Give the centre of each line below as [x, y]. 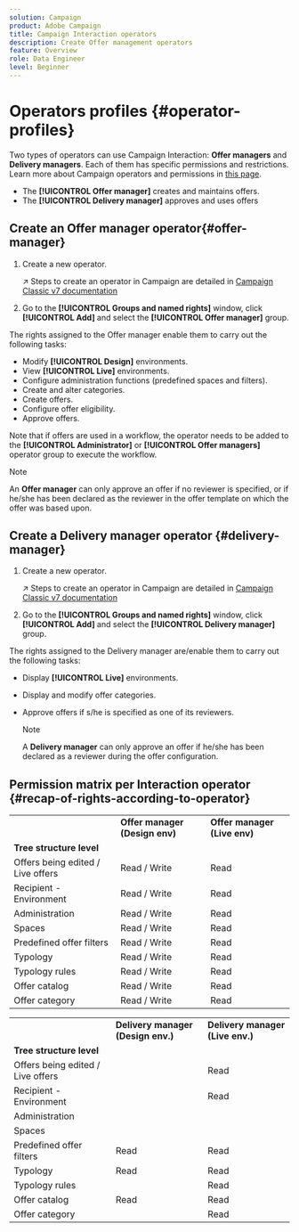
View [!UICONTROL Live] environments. [96, 371]
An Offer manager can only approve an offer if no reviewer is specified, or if [149, 489]
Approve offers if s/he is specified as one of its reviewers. [128, 713]
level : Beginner [39, 68]
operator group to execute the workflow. [83, 454]
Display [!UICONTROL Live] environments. [100, 678]
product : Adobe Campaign [55, 26]
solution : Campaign [45, 17]
